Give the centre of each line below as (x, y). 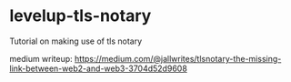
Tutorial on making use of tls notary (76, 41)
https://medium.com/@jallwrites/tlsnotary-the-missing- (178, 58)
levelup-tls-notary (80, 16)
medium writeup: (41, 58)
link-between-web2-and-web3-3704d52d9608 (99, 68)
